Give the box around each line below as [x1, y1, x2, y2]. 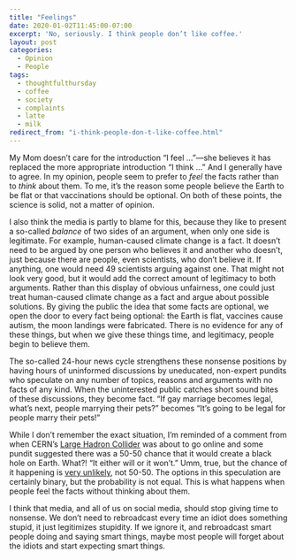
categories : [9, 46, 53, 55]
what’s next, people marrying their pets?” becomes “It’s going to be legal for [9, 403, 286, 413]
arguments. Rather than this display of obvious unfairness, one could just [9, 282, 276, 293]
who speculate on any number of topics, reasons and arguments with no [9, 374, 273, 385]
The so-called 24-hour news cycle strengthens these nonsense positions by [9, 356, 287, 366]
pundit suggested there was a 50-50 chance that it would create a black [9, 448, 272, 458]
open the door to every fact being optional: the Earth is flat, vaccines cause [9, 311, 284, 321]
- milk [17, 120, 42, 129]
